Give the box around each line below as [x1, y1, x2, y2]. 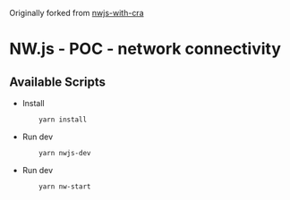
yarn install [38, 115, 88, 124]
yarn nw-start [38, 182, 91, 191]
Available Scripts [9, 74, 106, 89]
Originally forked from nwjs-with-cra [9, 8, 145, 18]
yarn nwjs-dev [38, 148, 91, 157]
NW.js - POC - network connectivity [9, 39, 282, 59]
